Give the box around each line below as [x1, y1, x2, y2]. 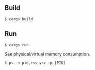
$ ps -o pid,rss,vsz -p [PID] [4, 60, 66, 65]
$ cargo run [4, 42, 29, 47]
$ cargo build [4, 16, 33, 21]
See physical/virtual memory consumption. [4, 51, 90, 57]
